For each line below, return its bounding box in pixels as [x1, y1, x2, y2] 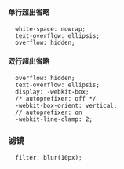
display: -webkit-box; [15, 88, 89, 96]
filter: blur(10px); [15, 153, 82, 161]
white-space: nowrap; [15, 25, 86, 33]
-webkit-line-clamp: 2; [15, 116, 93, 123]
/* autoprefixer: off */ [15, 95, 97, 103]
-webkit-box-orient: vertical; [15, 102, 118, 110]
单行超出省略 [8, 7, 49, 17]
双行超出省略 [8, 56, 49, 66]
